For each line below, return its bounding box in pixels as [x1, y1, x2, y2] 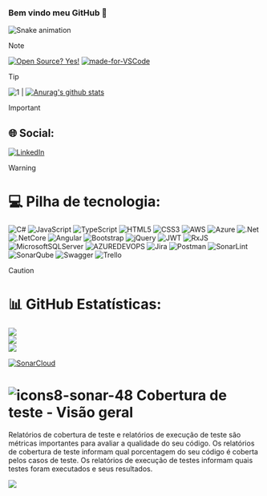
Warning [8, 163, 36, 173]
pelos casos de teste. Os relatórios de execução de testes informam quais [8, 455, 253, 465]
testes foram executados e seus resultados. [8, 464, 153, 474]
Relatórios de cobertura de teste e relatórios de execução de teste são [8, 429, 241, 439]
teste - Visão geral [8, 404, 134, 421]
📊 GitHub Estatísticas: [8, 296, 162, 313]
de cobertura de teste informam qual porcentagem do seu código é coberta [8, 446, 259, 456]
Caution [8, 266, 34, 276]
